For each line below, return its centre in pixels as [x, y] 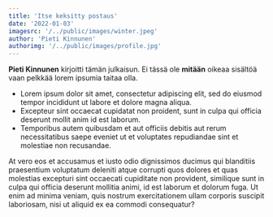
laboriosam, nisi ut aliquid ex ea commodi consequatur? [102, 205]
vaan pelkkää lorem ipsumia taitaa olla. [73, 78]
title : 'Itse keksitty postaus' [63, 16]
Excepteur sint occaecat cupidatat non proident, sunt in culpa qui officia [141, 111]
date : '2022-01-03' [41, 24]
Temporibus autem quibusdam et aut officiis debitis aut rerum [123, 128]
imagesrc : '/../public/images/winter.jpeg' [83, 31]
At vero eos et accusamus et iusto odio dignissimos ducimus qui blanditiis [132, 161]
